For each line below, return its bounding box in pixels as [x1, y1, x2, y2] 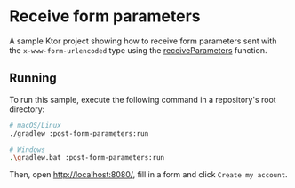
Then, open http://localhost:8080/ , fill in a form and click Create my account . [9, 169, 288, 180]
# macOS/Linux [9, 121, 62, 129]
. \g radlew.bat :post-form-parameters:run [9, 153, 165, 162]
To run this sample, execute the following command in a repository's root [9, 94, 277, 105]
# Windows [9, 145, 46, 154]
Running [9, 71, 58, 86]
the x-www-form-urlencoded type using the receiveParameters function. [9, 44, 267, 55]
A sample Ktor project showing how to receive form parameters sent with [9, 35, 277, 46]
